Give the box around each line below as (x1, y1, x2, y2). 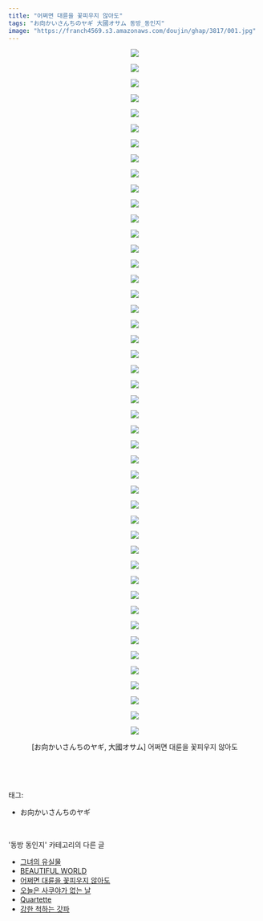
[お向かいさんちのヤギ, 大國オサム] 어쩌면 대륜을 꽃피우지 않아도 (31, 742, 238, 752)
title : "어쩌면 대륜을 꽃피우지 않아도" (8, 11, 123, 20)
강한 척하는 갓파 (19, 904, 70, 914)
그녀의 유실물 (19, 857, 62, 867)
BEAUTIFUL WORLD (19, 866, 87, 876)
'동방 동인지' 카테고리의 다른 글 (8, 840, 105, 850)
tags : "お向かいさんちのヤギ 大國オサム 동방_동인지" (8, 19, 165, 27)
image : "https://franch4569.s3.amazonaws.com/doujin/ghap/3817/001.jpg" (8, 26, 257, 35)
